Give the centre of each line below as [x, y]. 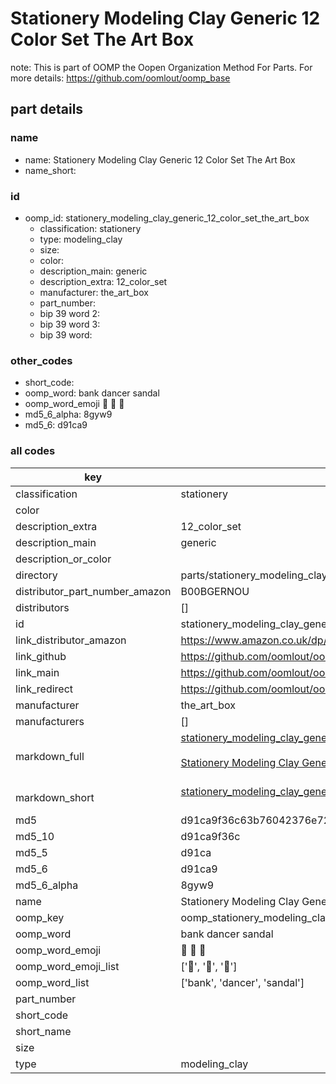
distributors [42, 607]
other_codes [41, 360]
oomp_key [40, 917]
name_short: [50, 170]
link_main [37, 672]
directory [36, 575]
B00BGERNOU [215, 591]
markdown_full [50, 756]
